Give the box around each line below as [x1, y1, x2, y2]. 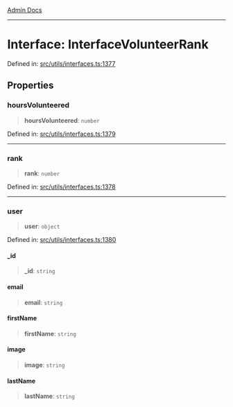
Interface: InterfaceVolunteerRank [7, 37, 209, 53]
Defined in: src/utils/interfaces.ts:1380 [7, 236, 116, 244]
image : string [24, 361, 65, 370]
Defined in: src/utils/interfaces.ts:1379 [7, 130, 116, 138]
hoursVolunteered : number [24, 116, 101, 124]
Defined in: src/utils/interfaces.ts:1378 [7, 182, 116, 191]
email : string [24, 298, 63, 306]
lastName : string [24, 392, 75, 401]
